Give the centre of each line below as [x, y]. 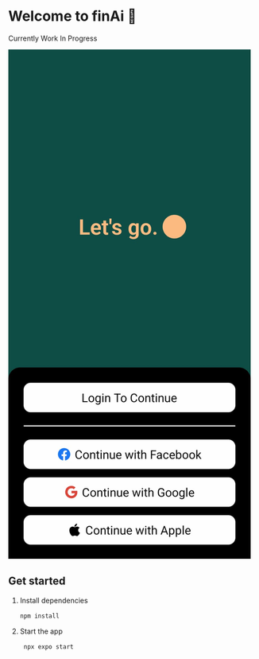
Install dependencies [54, 600]
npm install [39, 616]
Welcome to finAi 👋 [73, 16]
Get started [37, 581]
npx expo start [48, 647]
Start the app [41, 631]
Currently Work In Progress [53, 38]
